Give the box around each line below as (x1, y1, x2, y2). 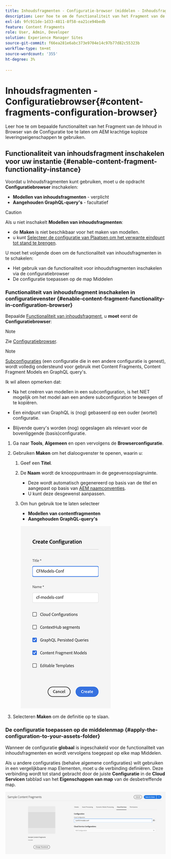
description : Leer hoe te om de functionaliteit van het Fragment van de (5, 13, 165, 19)
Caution (5, 210, 22, 216)
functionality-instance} (5, 165, 81, 174)
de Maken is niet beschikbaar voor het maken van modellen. (12, 229, 140, 235)
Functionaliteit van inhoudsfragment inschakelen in (5, 289, 135, 296)
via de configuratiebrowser (12, 271, 70, 277)
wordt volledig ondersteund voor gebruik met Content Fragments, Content (5, 363, 161, 370)
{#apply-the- (124, 726, 158, 733)
